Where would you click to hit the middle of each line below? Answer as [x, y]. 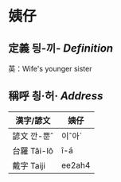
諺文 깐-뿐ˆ [33, 136]
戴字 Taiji [29, 165]
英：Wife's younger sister [50, 69]
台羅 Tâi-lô [33, 150]
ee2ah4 [76, 165]
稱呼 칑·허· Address [56, 96]
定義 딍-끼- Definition [61, 48]
